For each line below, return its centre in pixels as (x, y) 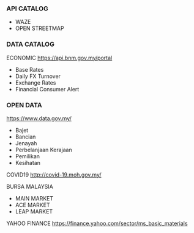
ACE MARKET (32, 205)
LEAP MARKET (34, 211)
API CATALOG (28, 9)
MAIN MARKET (34, 198)
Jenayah (26, 143)
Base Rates (29, 69)
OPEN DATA (24, 105)
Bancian (25, 137)
